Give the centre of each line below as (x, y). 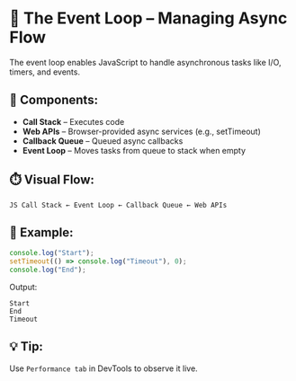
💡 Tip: (26, 346)
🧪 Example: (41, 232)
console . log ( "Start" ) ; (52, 253)
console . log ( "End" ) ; (48, 270)
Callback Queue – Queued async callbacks (103, 141)
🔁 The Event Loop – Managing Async (148, 18)
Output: (23, 287)
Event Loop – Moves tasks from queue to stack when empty (134, 150)
